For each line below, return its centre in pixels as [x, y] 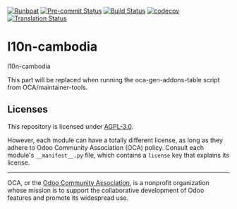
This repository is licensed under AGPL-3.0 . [71, 126]
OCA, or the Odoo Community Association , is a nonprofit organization [108, 182]
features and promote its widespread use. [68, 198]
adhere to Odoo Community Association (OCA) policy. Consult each [106, 147]
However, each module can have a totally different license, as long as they [115, 140]
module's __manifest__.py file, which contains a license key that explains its [119, 155]
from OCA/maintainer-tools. [48, 87]
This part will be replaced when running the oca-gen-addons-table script [114, 80]
